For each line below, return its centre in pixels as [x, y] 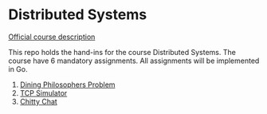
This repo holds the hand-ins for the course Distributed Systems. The [122, 52]
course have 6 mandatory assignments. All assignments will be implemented [134, 61]
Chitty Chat [38, 101]
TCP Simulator [43, 92]
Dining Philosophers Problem [67, 85]
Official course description [52, 37]
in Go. [18, 69]
